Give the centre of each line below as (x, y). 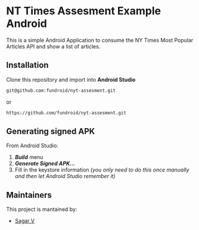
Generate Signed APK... (45, 164)
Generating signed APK (51, 131)
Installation (27, 65)
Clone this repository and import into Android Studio (71, 79)
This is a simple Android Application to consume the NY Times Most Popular (100, 40)
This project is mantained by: (42, 209)
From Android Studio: (32, 146)
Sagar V (24, 221)
